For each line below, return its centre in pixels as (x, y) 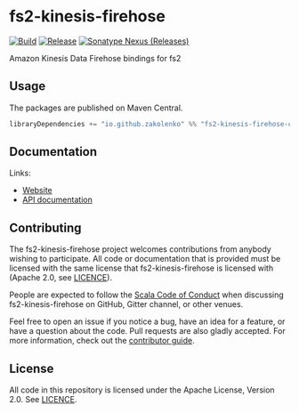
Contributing (45, 227)
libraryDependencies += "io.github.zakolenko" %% (103, 124)
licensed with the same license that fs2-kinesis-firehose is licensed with (141, 268)
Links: (20, 173)
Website (37, 190)
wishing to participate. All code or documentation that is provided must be (145, 259)
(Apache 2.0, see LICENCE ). (61, 278)
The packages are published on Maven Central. (96, 108)
